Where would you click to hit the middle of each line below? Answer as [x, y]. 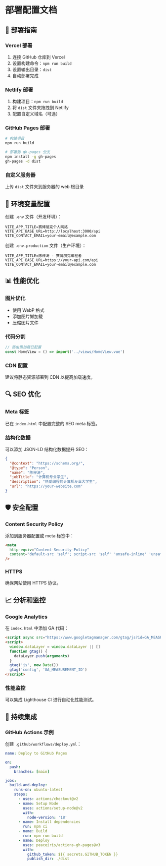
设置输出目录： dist [32, 69]
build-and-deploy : [29, 785]
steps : [21, 794]
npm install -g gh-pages [31, 157]
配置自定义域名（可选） [36, 114]
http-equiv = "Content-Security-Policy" [50, 550]
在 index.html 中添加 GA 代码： [37, 628]
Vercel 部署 [19, 45]
